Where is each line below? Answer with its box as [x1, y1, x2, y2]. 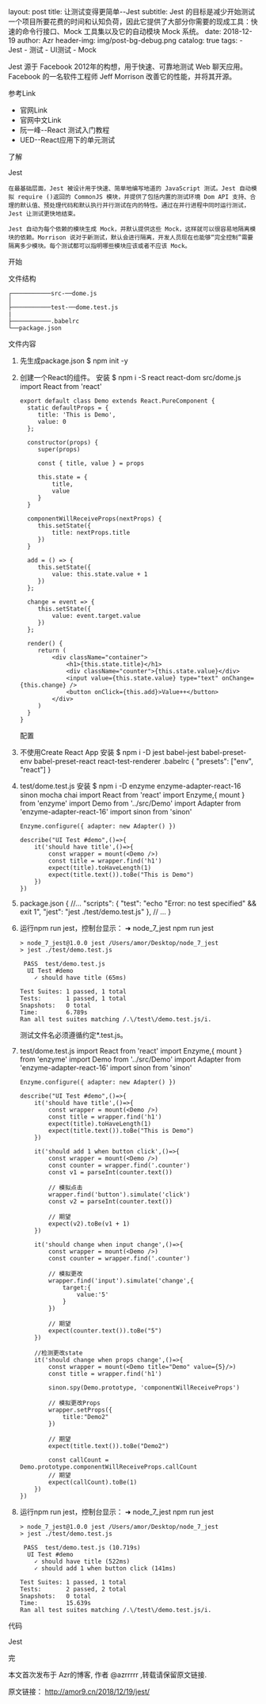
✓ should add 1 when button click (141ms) [34, 1565, 177, 1572]
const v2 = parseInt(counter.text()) [48, 1198, 173, 1206]
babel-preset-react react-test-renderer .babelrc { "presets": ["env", [33, 757, 253, 766]
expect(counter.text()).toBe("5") [48, 1327, 162, 1335]
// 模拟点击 [48, 1184, 83, 1191]
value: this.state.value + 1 [51, 570, 148, 578]
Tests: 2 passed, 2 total [19, 1585, 127, 1593]
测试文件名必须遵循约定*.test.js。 [19, 1031, 128, 1039]
